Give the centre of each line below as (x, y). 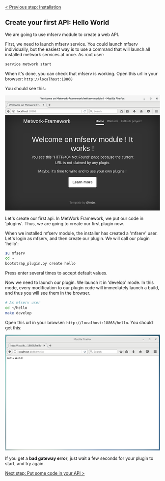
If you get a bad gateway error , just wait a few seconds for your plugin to (79, 458)
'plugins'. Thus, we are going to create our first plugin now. (65, 223)
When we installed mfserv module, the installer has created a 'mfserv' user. (82, 233)
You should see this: (26, 88)
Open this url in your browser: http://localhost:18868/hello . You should (79, 322)
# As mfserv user (23, 303)
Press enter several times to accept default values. (56, 273)
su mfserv (15, 253)
